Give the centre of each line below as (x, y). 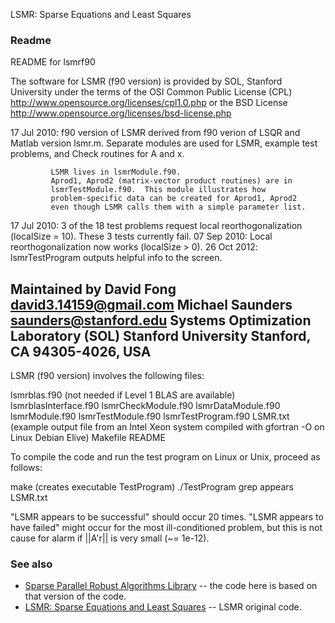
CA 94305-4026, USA (81, 351)
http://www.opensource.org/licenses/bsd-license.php (121, 113)
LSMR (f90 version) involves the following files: (107, 376)
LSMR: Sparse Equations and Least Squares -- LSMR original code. (163, 607)
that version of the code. (75, 596)
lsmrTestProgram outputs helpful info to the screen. (116, 258)
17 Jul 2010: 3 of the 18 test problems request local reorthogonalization (156, 226)
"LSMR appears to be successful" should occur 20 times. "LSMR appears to (167, 517)
